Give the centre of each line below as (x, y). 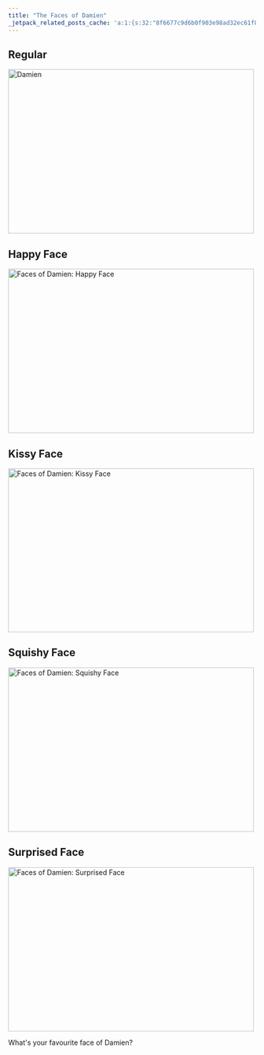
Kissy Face (36, 454)
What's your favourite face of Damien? (71, 1042)
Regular (27, 55)
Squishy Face (42, 653)
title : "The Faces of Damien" (58, 15)
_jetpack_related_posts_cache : (59, 23)
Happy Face (38, 254)
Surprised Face (46, 852)
